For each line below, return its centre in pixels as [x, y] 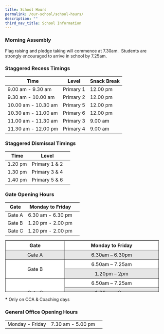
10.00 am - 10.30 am [33, 105]
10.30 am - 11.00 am [33, 113]
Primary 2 [74, 97]
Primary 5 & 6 [47, 180]
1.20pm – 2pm [112, 274]
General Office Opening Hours [41, 312]
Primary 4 [74, 128]
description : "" [21, 18]
